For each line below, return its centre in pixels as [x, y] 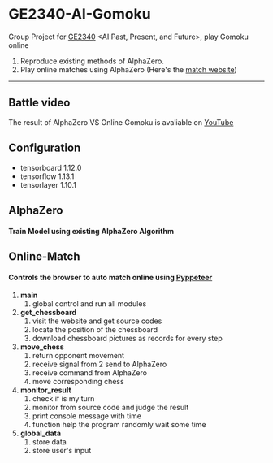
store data [49, 442]
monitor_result [45, 390]
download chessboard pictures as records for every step [128, 339]
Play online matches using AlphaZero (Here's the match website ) [128, 69]
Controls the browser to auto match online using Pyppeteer [110, 277]
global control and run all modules [89, 304]
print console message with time [87, 416]
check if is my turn [63, 399]
